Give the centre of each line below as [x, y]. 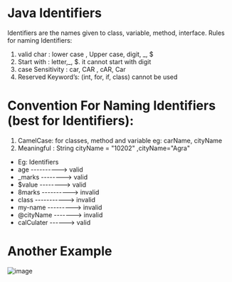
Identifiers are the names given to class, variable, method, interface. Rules [116, 33]
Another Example [60, 251]
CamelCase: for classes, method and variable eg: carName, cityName [120, 140]
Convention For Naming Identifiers [111, 106]
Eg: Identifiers [38, 162]
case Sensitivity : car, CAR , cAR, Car [72, 69]
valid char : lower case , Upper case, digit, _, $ [85, 54]
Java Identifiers [54, 13]
